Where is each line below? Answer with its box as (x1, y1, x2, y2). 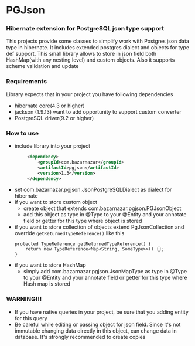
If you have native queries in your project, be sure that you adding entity (14, 308, 189, 316)
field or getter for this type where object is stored (23, 218, 142, 225)
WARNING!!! (6, 295, 42, 303)
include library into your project (14, 143, 91, 150)
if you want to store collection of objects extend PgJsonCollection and (14, 223, 184, 230)
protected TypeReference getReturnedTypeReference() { (14, 241, 152, 247)
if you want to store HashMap (14, 262, 86, 269)
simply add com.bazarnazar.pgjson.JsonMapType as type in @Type (23, 268, 187, 275)
